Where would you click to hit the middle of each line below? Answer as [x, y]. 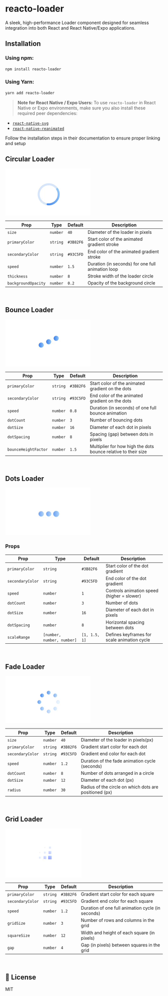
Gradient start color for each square [118, 894]
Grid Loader [24, 819]
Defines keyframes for [128, 634]
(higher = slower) [123, 596]
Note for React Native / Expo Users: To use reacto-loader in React [86, 102]
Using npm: [19, 58]
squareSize [18, 936]
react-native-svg [30, 123]
